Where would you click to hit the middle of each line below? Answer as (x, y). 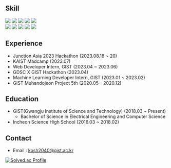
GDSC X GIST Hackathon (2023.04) (51, 72)
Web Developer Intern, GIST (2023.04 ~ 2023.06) (65, 66)
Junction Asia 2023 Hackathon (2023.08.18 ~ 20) (65, 56)
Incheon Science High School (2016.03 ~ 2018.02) (66, 122)
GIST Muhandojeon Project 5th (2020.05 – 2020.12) (67, 83)
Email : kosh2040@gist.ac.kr (43, 151)
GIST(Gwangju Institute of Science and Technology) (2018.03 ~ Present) (89, 111)
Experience (24, 44)
